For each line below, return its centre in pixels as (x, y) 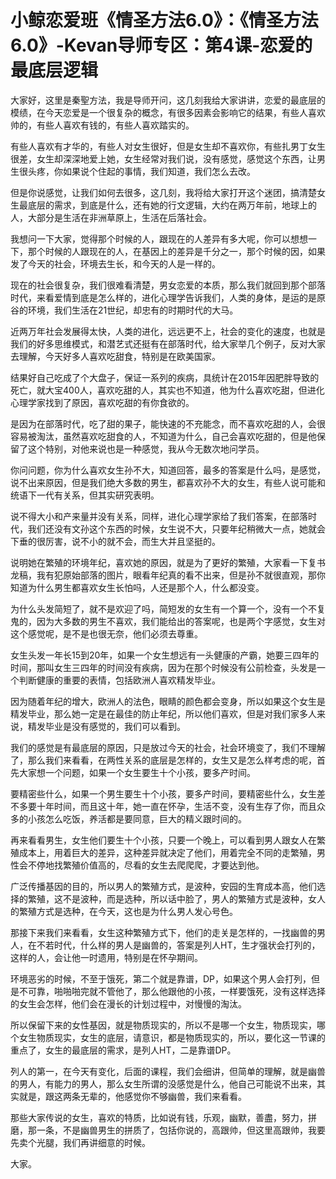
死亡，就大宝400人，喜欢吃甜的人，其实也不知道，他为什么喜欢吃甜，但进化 (167, 390)
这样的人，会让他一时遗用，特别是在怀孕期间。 (106, 957)
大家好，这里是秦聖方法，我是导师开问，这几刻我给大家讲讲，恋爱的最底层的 (168, 100)
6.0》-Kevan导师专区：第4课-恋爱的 (161, 45)
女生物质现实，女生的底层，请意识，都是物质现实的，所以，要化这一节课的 (172, 1037)
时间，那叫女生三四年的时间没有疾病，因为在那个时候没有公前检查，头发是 (163, 667)
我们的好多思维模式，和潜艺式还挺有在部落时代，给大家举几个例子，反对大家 (168, 343)
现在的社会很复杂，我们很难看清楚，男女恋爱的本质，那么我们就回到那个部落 (168, 285)
